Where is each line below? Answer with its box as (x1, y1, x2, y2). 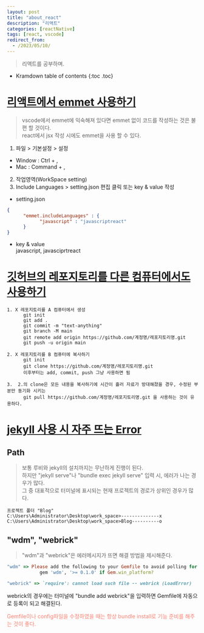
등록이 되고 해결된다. (13, 600, 63, 607)
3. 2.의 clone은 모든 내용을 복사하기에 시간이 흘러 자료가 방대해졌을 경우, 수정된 (7, 381, 192, 388)
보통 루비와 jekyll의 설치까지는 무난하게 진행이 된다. (21, 464, 144, 472)
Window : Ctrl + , (15, 156, 58, 164)
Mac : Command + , (15, 163, 66, 170)
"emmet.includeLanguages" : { (22, 213, 100, 219)
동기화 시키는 (18, 388, 46, 394)
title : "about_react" (7, 15, 62, 21)
